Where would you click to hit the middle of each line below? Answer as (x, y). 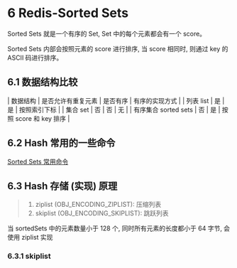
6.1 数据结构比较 (43, 82)
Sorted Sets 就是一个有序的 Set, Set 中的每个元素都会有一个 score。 (107, 33)
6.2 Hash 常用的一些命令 (61, 143)
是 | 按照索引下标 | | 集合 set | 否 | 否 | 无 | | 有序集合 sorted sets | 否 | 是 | (114, 109)
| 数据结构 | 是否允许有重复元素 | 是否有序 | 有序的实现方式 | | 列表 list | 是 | (116, 100)
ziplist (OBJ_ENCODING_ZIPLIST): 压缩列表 (98, 205)
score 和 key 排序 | (43, 118)
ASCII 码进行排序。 (35, 58)
